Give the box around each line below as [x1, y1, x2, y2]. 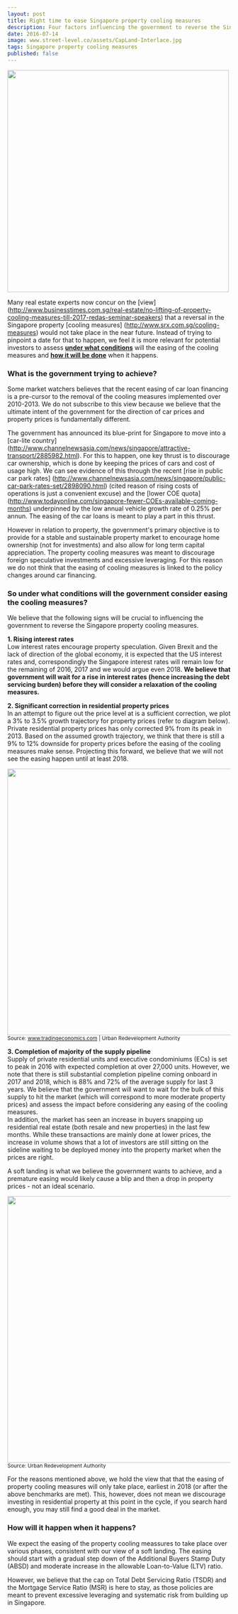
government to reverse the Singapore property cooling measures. [7, 621, 199, 630]
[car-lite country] [7, 437, 57, 445]
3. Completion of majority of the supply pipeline [7, 1047, 151, 1056]
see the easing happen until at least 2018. [7, 754, 129, 763]
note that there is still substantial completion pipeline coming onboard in [7, 1070, 217, 1079]
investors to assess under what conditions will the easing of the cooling [7, 343, 219, 352]
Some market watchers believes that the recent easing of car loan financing [7, 385, 229, 393]
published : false [7, 50, 59, 58]
